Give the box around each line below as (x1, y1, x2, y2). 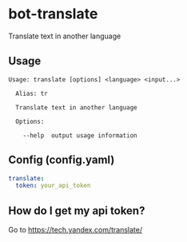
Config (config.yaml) (8, 153, 115, 167)
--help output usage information (22, 131, 137, 140)
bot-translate (8, 5, 98, 23)
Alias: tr (15, 89, 48, 97)
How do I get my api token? (8, 204, 145, 217)
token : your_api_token (15, 181, 91, 190)
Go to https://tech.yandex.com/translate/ (8, 225, 143, 235)
